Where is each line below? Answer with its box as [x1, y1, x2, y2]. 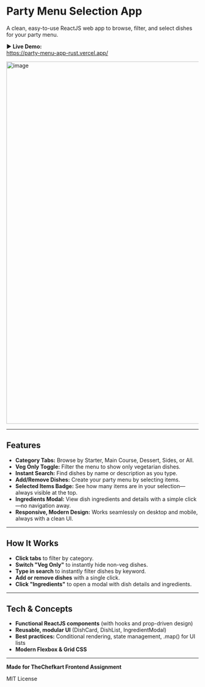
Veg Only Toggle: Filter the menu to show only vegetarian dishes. [15, 462, 181, 470]
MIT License [6, 675, 38, 683]
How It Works [6, 538, 59, 549]
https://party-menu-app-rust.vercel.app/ [6, 49, 109, 56]
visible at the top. [34, 489, 78, 496]
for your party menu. [6, 31, 59, 38]
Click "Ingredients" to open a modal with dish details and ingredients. [15, 580, 192, 588]
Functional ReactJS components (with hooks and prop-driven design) [15, 620, 193, 627]
